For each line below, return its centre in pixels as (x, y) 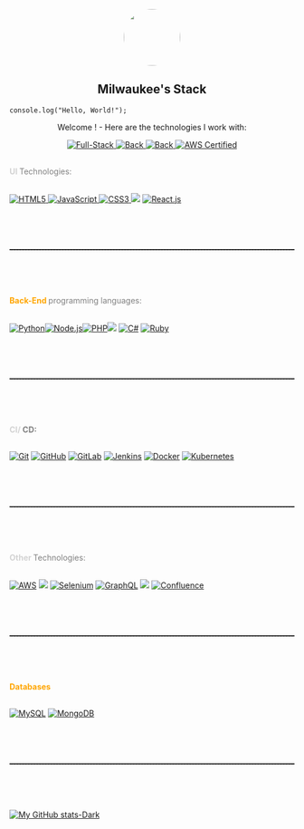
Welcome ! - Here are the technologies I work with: (152, 127)
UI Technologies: (41, 171)
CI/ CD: (24, 429)
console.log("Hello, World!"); (68, 110)
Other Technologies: (47, 557)
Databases (30, 686)
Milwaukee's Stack (152, 89)
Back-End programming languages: (76, 300)
